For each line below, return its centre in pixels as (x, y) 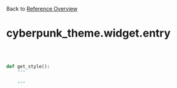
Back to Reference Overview (42, 9)
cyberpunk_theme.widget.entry (88, 33)
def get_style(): (28, 66)
